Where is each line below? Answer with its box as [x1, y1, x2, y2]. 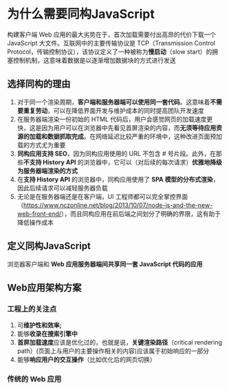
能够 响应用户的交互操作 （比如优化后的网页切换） [17, 356, 156, 364]
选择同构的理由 [7, 78, 71, 90]
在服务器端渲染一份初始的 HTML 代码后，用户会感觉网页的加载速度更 [17, 115, 213, 123]
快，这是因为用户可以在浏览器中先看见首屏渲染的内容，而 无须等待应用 [17, 123, 217, 131]
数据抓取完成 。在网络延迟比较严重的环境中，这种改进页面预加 [47, 132, 222, 140]
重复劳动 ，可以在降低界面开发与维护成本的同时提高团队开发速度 [23, 106, 204, 114]
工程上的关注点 [7, 304, 57, 314]
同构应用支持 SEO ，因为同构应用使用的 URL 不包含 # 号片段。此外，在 [17, 149, 217, 158]
